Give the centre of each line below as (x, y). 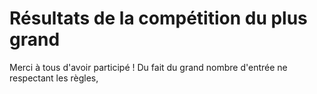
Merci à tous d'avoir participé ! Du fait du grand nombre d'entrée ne (148, 67)
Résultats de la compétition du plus (158, 18)
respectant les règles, (54, 78)
